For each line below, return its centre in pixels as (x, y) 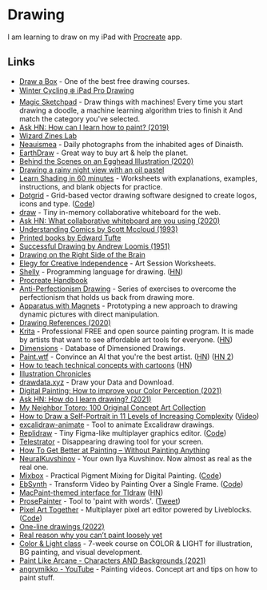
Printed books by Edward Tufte (70, 237)
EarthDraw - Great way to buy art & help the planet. (104, 153)
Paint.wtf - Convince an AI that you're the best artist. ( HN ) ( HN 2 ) (126, 357)
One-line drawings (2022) (62, 526)
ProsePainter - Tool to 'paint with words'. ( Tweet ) (100, 500)
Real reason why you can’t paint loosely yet (91, 535)
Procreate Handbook (54, 280)
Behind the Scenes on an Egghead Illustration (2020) (106, 161)
